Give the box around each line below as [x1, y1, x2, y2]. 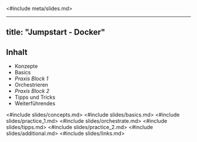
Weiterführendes [14, 100, 56, 107]
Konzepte [14, 63, 38, 70]
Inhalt [6, 47, 28, 57]
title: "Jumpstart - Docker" [6, 27, 106, 37]
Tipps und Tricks [14, 93, 56, 101]
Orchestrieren [14, 81, 49, 88]
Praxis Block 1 [14, 75, 49, 82]
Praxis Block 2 [14, 88, 50, 95]
